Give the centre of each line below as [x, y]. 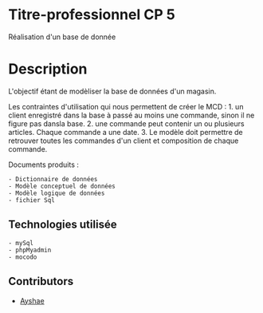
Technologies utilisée [63, 225]
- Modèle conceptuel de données [62, 186]
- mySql [21, 243]
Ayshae [32, 300]
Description [48, 69]
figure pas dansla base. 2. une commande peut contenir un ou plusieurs [126, 123]
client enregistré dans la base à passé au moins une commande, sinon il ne [131, 115]
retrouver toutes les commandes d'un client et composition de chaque [124, 141]
